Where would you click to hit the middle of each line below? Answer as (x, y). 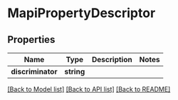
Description (112, 60)
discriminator (34, 71)
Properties (31, 40)
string (74, 71)
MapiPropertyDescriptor (82, 13)
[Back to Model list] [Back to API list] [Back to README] (89, 89)
